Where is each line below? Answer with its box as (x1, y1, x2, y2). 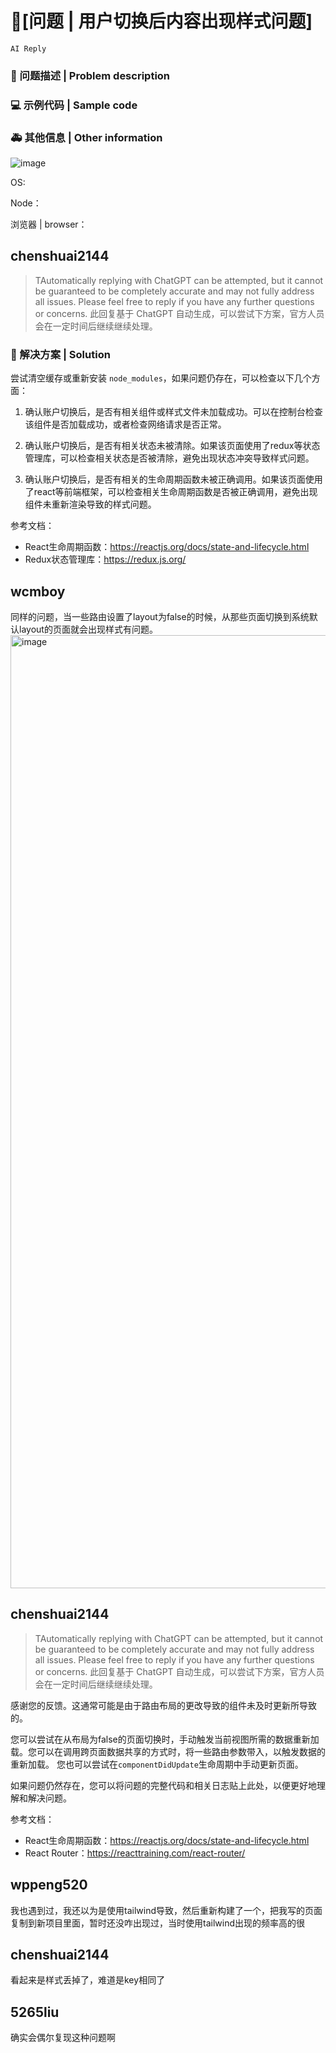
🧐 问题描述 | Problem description (10, 68, 171, 82)
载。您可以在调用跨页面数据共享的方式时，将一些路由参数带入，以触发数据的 (10, 1745, 326, 1757)
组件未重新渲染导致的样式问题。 (24, 498, 157, 511)
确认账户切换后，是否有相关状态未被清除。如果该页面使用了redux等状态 (24, 440, 321, 452)
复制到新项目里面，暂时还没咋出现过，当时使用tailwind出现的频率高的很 (10, 1917, 305, 1929)
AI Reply (10, 43, 47, 54)
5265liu (10, 2003, 60, 2021)
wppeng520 (10, 1877, 88, 1894)
